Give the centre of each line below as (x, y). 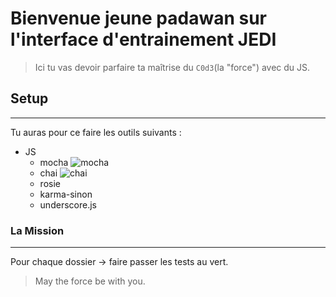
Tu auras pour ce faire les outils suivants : (96, 132)
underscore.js (68, 204)
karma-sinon (66, 194)
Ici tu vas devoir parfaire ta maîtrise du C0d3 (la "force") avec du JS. (172, 67)
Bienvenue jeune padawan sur (138, 18)
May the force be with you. (90, 281)
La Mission (37, 230)
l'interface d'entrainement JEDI (143, 39)
